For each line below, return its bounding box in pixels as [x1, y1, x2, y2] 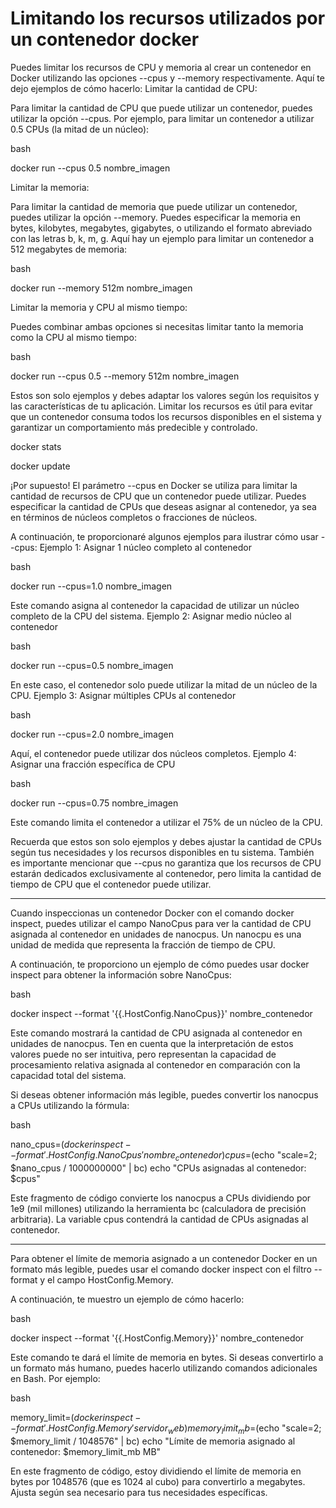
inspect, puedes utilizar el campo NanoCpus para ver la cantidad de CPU [10, 917, 312, 929]
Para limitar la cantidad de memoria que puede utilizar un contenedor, [10, 200, 298, 212]
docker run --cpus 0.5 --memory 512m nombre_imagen [10, 370, 240, 382]
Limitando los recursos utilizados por [10, 7, 326, 30]
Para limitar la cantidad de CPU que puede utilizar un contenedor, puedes [10, 102, 313, 114]
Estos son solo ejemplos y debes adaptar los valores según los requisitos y [10, 389, 320, 401]
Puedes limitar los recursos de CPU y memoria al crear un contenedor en [10, 61, 312, 73]
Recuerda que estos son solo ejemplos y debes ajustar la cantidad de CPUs [10, 835, 322, 847]
